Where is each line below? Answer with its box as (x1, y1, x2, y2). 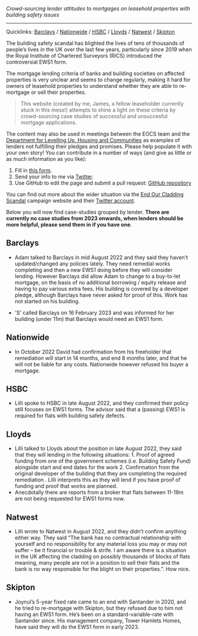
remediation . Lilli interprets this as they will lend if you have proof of (14, 476, 181, 483)
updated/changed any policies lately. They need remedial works (14, 260, 170, 267)
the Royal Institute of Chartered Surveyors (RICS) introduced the (6, 53, 162, 59)
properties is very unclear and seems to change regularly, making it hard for (6, 76, 191, 83)
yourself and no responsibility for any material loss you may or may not (14, 540, 187, 548)
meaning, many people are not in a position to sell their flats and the (14, 559, 180, 566)
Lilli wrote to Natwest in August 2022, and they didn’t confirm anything (14, 528, 187, 535)
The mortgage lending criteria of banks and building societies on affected (6, 70, 185, 77)
